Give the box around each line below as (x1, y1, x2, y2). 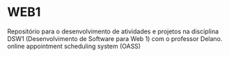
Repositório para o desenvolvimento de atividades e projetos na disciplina (7, 27, 219, 35)
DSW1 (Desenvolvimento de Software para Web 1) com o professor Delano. (7, 34, 223, 42)
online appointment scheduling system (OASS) (7, 42, 141, 50)
